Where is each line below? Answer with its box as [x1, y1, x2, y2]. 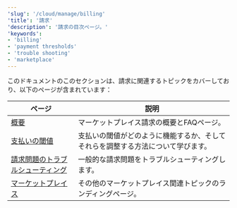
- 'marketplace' [7, 56, 55, 63]
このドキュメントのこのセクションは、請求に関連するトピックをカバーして [7, 76, 224, 85]
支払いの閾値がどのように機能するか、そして [78, 130, 226, 140]
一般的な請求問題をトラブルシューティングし [78, 154, 226, 164]
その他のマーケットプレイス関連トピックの [78, 178, 219, 188]
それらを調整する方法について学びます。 [78, 141, 212, 151]
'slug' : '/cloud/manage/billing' [7, 10, 106, 18]
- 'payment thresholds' [7, 43, 78, 50]
